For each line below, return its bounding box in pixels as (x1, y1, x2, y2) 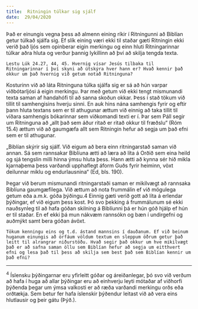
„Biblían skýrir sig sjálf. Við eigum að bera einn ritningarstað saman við (6, 143, 177, 150)
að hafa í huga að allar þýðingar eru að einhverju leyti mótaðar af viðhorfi (6, 278, 183, 285)
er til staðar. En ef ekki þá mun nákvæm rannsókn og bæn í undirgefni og (6, 211, 183, 218)
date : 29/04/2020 (6, 14, 51, 20)
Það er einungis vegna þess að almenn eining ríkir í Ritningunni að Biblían (6, 30, 183, 37)
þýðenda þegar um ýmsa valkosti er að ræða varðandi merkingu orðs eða (6, 284, 184, 291)
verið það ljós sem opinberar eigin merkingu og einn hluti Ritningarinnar (6, 43, 180, 50)
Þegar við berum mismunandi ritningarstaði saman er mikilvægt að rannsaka (6, 180, 191, 187)
